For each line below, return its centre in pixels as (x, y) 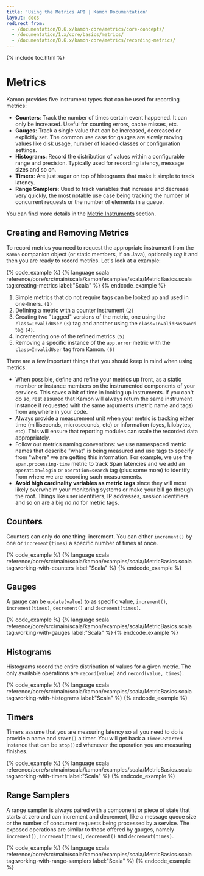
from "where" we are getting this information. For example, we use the (103, 457)
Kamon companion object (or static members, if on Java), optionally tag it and (102, 254)
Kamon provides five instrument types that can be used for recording (93, 99)
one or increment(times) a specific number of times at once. (82, 543)
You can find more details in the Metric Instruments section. (81, 214)
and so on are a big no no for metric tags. (67, 502)
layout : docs (23, 18)
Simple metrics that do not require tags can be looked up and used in (102, 297)
